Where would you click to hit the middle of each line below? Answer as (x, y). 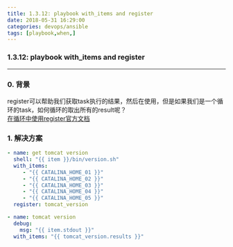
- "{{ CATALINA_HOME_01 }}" (63, 172)
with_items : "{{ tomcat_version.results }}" (79, 237)
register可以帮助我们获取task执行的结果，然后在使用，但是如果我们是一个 (112, 101)
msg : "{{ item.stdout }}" (57, 230)
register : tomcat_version (51, 205)
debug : (23, 223)
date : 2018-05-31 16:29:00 (46, 20)
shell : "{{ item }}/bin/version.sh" (66, 160)
